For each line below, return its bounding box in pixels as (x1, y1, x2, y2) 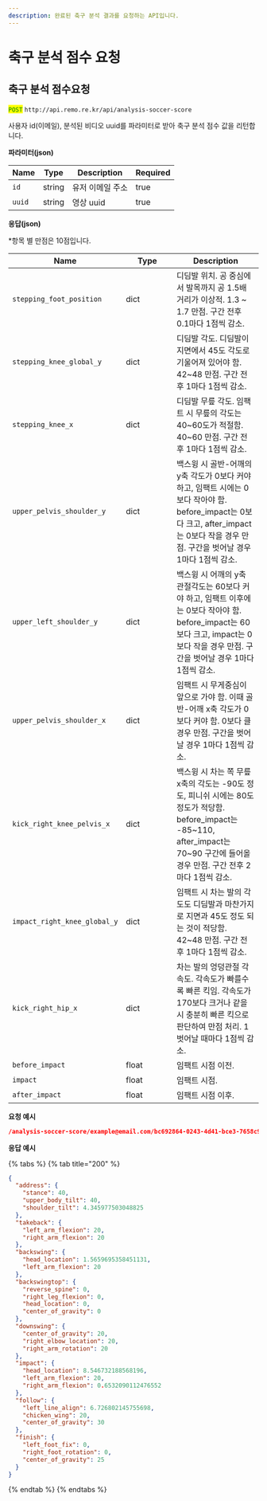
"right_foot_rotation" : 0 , (22, 1448, 112, 1456)
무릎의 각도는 (195, 407, 242, 418)
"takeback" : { (15, 1218, 62, 1227)
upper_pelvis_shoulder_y (12, 507, 106, 515)
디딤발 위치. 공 (176, 270, 228, 281)
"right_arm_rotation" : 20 (22, 1344, 109, 1353)
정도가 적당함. (176, 801, 225, 813)
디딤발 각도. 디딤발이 (176, 332, 250, 343)
